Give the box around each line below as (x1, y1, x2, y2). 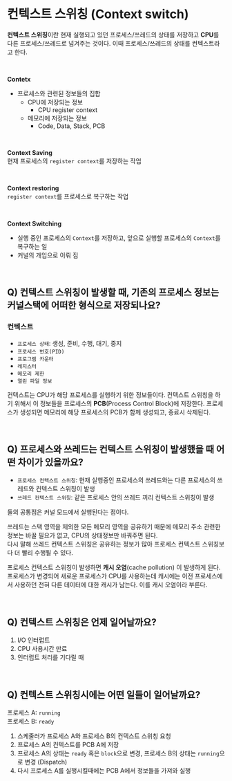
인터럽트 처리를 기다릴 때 (17, 653, 84, 661)
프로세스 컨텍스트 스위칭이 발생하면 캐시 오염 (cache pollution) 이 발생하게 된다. (7, 563, 221, 571)
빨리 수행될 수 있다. (21, 549, 74, 557)
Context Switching (7, 219, 62, 228)
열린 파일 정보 (17, 378, 52, 385)
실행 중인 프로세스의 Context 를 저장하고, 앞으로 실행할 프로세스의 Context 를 (17, 233, 221, 242)
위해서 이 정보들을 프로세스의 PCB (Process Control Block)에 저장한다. (14, 399, 205, 407)
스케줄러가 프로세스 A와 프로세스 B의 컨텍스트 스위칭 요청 (17, 732, 171, 740)
